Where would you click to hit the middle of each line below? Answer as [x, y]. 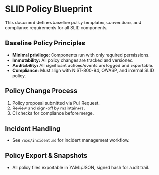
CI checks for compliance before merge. [53, 113]
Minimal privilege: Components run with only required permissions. [81, 55]
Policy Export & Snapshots [46, 156]
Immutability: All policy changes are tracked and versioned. [73, 60]
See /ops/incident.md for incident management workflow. [71, 140]
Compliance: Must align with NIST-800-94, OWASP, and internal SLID [83, 70]
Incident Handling [33, 128]
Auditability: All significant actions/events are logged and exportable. [83, 65]
